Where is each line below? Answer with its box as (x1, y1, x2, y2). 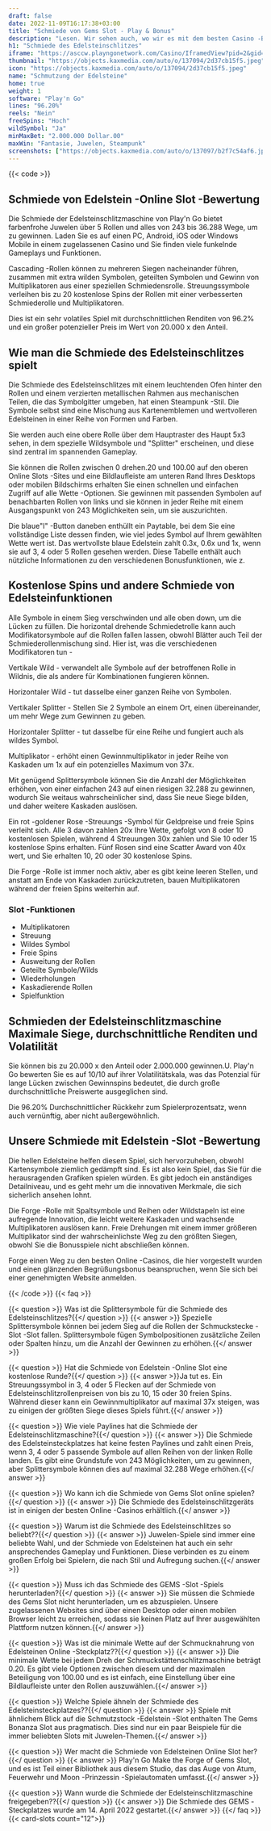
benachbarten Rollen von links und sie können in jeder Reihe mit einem (8, 497, 244, 506)
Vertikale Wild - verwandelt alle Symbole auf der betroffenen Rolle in (8, 663, 236, 672)
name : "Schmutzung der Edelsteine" (8, 72, 128, 80)
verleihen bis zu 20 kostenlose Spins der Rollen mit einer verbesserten (8, 290, 244, 300)
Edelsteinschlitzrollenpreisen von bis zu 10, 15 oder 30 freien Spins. (8, 1388, 232, 1397)
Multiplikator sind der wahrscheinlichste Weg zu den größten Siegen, (8, 1231, 238, 1241)
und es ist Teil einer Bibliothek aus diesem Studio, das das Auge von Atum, (8, 1763, 256, 1773)
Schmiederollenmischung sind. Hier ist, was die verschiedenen (8, 639, 218, 648)
